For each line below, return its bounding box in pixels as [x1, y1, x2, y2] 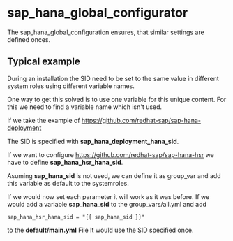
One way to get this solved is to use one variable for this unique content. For [7, 95, 227, 103]
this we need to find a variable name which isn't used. [7, 103, 163, 111]
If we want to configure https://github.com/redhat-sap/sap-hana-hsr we [7, 150, 215, 159]
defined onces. [7, 35, 51, 43]
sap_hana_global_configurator [7, 5, 188, 21]
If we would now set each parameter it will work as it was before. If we [7, 192, 210, 200]
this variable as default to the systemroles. [7, 179, 129, 187]
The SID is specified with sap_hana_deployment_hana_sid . [7, 137, 179, 145]
